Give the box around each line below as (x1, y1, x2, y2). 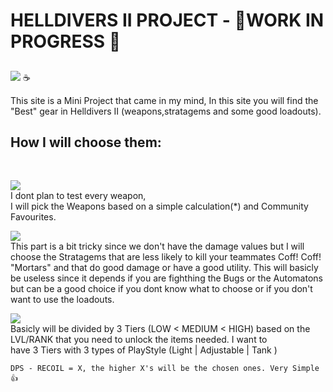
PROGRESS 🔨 (10, 30, 122, 53)
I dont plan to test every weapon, (10, 190, 147, 202)
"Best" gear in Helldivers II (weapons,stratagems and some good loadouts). (10, 105, 322, 117)
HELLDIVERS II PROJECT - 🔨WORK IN (10, 9, 325, 32)
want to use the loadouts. (10, 294, 115, 306)
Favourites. (10, 211, 57, 223)
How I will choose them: (10, 134, 162, 151)
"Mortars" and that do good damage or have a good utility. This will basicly (10, 262, 319, 274)
